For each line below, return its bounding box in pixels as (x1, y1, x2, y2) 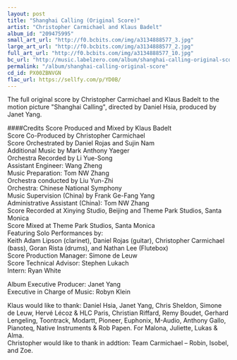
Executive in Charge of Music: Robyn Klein (7, 287, 130, 296)
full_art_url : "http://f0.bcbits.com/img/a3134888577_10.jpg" (7, 50, 194, 57)
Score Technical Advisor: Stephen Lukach (7, 259, 129, 268)
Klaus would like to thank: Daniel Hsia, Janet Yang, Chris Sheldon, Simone (7, 301, 222, 310)
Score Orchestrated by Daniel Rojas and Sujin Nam (7, 139, 155, 148)
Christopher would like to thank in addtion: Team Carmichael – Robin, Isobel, (7, 339, 229, 347)
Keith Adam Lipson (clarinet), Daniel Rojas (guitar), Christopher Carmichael (7, 236, 225, 245)
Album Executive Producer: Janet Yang (7, 280, 121, 289)
